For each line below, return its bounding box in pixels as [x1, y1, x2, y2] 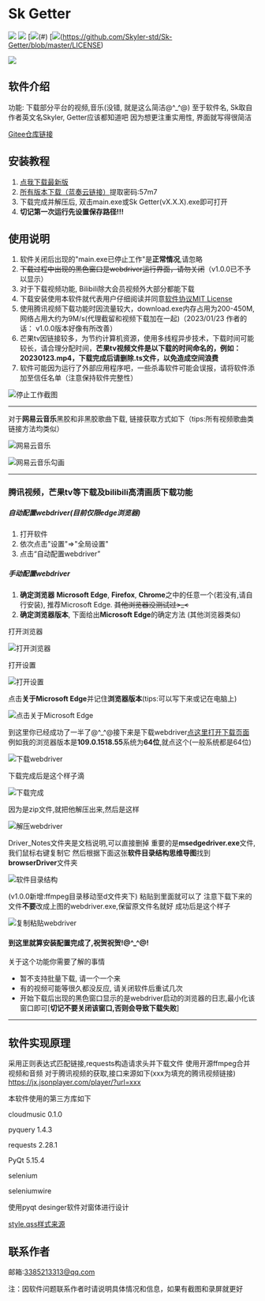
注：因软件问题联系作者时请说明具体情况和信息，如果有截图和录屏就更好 [8, 1284, 243, 1294]
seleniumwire [8, 1186, 52, 1196]
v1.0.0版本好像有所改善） [35, 323, 117, 333]
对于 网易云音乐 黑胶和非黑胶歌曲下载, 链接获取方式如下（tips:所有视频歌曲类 [8, 414, 254, 424]
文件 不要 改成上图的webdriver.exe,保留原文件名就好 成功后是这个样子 [8, 902, 231, 911]
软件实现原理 [8, 1036, 71, 1049]
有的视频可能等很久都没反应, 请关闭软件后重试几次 [19, 984, 183, 993]
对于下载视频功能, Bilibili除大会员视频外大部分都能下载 [19, 284, 195, 293]
